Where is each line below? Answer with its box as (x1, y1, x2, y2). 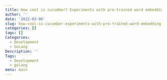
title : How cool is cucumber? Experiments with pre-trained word (5, 7, 143, 12)
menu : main (5, 68, 28, 73)
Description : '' (5, 49, 39, 54)
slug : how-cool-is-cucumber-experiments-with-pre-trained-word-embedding (5, 21, 162, 26)
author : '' (5, 12, 28, 17)
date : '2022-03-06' (5, 16, 46, 21)
